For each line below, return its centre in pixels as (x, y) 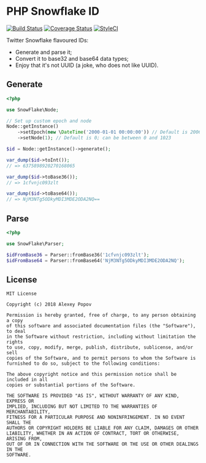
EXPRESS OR (20, 401)
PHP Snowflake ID (53, 11)
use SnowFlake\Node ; (33, 110)
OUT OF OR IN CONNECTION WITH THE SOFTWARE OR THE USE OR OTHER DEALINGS (103, 444)
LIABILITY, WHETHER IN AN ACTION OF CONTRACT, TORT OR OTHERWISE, (93, 434)
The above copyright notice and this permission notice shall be (91, 375)
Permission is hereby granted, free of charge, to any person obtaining (101, 315)
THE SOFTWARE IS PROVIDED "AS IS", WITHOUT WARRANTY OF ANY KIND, (93, 396)
